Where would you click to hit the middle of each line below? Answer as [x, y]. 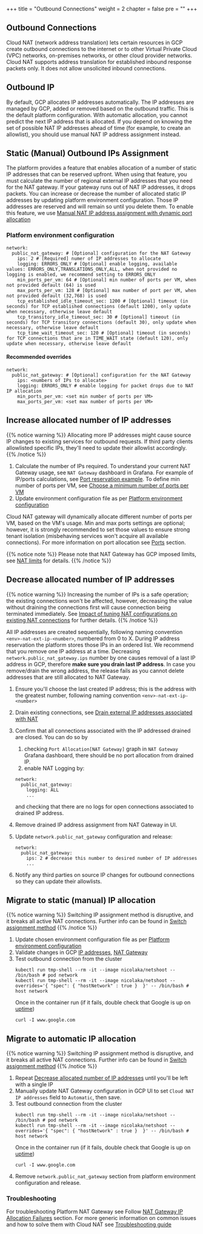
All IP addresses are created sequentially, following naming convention [95, 632]
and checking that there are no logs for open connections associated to [104, 806]
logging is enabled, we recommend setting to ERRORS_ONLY [81, 274]
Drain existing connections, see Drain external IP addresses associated [104, 712]
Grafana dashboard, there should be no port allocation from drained [109, 755]
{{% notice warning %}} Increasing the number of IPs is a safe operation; [98, 594]
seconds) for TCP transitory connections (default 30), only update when [101, 322]
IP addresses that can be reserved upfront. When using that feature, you [97, 174]
